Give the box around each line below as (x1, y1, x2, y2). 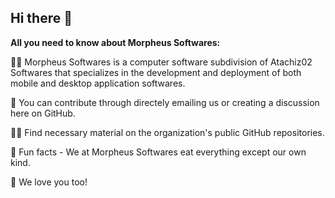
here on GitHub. (10, 107, 76, 119)
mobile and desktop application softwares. (10, 77, 186, 89)
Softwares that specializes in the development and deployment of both (10, 66, 302, 78)
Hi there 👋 (10, 10, 73, 27)
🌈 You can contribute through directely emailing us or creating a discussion (10, 96, 320, 108)
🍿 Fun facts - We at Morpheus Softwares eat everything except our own (10, 146, 307, 158)
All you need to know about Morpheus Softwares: (10, 36, 221, 48)
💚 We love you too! (10, 176, 88, 188)
